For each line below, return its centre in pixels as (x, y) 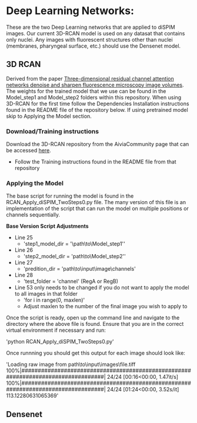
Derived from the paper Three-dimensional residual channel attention (90, 78)
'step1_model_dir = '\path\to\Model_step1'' (74, 244)
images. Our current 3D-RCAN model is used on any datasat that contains (96, 33)
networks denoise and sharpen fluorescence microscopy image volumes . (95, 85)
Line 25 (24, 238)
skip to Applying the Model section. (49, 116)
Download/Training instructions (52, 131)
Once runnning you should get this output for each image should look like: (96, 353)
